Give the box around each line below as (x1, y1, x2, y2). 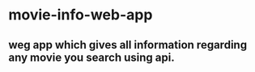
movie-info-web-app (8, 6, 153, 24)
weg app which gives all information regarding (8, 38, 248, 52)
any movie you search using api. (8, 50, 176, 64)
